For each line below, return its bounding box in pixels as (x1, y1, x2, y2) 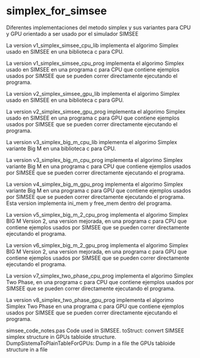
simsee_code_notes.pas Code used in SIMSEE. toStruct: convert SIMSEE (6, 326, 185, 334)
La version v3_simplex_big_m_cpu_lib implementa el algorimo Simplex (6, 138, 177, 145)
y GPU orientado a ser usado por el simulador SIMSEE (6, 30, 139, 37)
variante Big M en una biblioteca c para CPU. (6, 145, 116, 152)
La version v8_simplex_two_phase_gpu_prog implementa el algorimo (6, 296, 174, 303)
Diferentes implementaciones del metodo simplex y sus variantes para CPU (6, 24, 191, 31)
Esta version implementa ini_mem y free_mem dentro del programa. (6, 200, 172, 207)
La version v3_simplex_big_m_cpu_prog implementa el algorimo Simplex (6, 156, 183, 163)
